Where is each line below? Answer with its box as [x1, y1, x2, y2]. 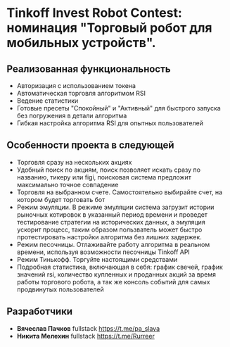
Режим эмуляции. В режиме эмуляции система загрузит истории [16, 203, 215, 211]
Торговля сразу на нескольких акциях [16, 158, 132, 166]
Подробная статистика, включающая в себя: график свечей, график [16, 263, 223, 271]
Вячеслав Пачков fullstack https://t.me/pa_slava [16, 324, 160, 332]
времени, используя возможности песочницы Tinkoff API [16, 248, 191, 256]
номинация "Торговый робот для [6, 20, 212, 36]
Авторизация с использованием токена [16, 82, 136, 89]
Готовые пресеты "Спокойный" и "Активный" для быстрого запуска [16, 104, 221, 112]
